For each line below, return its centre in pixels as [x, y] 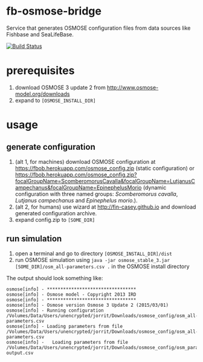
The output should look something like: [55, 278]
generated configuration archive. [56, 213]
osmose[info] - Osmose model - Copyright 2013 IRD [71, 294]
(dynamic [155, 187]
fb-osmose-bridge [54, 11]
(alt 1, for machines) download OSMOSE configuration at [85, 161]
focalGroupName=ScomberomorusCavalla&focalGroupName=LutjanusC [105, 181]
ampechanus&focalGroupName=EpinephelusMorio [78, 187]
